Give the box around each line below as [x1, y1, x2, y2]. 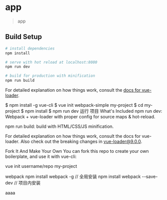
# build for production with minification [5, 73, 95, 79]
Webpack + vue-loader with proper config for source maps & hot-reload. [5, 114, 155, 119]
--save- [141, 173, 158, 179]
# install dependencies [5, 46, 55, 51]
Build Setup [5, 33, 42, 41]
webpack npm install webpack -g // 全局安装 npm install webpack [5, 173, 141, 179]
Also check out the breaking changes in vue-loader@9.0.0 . [20, 138, 142, 144]
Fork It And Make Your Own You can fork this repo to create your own [5, 148, 149, 154]
